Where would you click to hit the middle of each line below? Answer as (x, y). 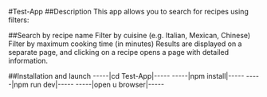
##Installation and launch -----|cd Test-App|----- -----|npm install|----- (126, 76)
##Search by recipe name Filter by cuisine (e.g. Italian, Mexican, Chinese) (130, 35)
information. (28, 60)
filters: (19, 20)
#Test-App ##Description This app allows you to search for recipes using (128, 12)
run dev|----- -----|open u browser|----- (98, 84)
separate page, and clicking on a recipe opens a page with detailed (119, 52)
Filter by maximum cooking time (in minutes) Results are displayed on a (125, 44)
